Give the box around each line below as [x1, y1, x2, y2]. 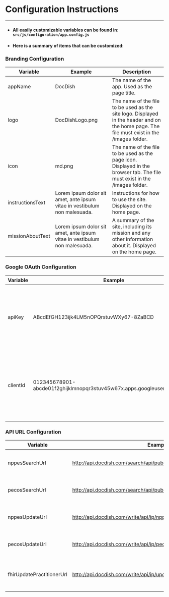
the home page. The [112, 123, 160, 130]
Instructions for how [112, 190, 160, 197]
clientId [8, 382, 25, 389]
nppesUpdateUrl [8, 514, 47, 521]
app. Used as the [112, 83, 152, 90]
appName [8, 83, 31, 90]
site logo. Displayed [112, 110, 158, 117]
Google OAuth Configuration [5, 263, 76, 270]
